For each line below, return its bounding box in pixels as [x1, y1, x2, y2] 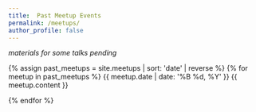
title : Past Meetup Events [8, 11, 102, 20]
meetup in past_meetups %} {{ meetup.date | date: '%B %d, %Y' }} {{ [8, 72, 238, 82]
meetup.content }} [8, 80, 69, 90]
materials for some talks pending [8, 48, 117, 58]
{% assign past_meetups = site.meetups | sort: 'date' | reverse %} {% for [8, 64, 249, 73]
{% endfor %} [8, 96, 54, 106]
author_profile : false [8, 26, 84, 34]
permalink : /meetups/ [8, 19, 81, 27]
